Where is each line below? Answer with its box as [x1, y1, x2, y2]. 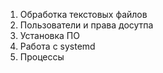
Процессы [19, 51, 65, 63]
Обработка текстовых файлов [19, 9, 148, 20]
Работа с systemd [19, 40, 96, 52]
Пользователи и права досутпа [19, 19, 154, 31]
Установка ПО [19, 30, 80, 41]
